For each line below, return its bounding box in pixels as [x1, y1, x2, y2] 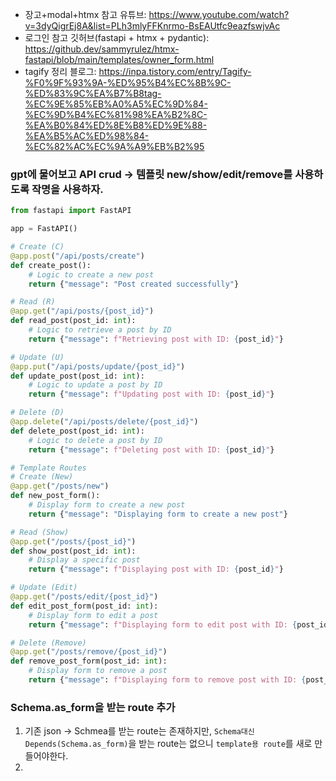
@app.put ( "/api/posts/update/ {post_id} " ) [10, 361, 186, 372]
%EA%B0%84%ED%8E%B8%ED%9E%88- [24, 119, 208, 131]
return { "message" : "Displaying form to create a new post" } [28, 509, 288, 519]
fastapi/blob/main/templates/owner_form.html [24, 54, 215, 65]
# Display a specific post [28, 555, 141, 565]
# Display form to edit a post [28, 610, 159, 620]
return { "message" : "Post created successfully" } [28, 279, 240, 289]
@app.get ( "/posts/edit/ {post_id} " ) [10, 592, 159, 602]
